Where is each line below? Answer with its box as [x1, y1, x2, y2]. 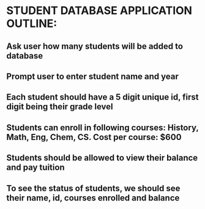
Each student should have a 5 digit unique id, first [6, 92, 199, 103]
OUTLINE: [6, 16, 58, 31]
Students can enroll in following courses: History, [6, 122, 199, 133]
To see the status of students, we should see [6, 183, 181, 193]
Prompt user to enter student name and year [6, 71, 179, 81]
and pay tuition [6, 163, 65, 173]
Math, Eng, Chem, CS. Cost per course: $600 [6, 132, 182, 142]
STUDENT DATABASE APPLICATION [6, 4, 193, 18]
